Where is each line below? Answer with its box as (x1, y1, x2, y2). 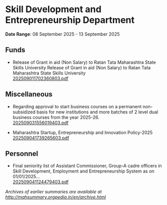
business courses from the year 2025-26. (12, 114, 100, 120)
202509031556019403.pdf (12, 119, 69, 126)
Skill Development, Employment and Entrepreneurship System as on (12, 168, 155, 174)
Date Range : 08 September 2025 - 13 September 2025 (5, 31, 120, 37)
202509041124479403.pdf (12, 179, 69, 185)
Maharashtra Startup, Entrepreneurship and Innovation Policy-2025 (12, 129, 153, 135)
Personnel (5, 149, 38, 158)
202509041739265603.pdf (12, 135, 69, 141)
